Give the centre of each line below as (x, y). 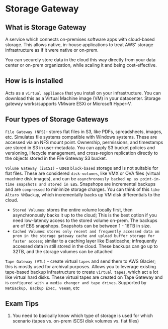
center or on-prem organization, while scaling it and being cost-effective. (81, 65)
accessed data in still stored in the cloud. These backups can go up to (85, 246)
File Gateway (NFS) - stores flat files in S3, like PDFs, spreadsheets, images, (84, 132)
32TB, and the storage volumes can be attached (63, 251)
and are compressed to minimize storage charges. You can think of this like (82, 189)
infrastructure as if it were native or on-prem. (52, 50)
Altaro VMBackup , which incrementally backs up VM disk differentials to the (83, 194)
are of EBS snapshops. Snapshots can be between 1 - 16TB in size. (82, 226)
